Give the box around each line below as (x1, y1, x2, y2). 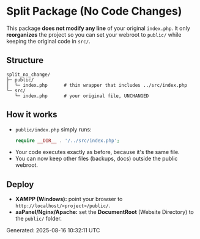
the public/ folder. (15, 215, 62, 222)
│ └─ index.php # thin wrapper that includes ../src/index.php (6, 82, 188, 88)
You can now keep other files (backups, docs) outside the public (15, 155, 178, 163)
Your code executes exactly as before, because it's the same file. (15, 149, 180, 156)
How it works (6, 109, 57, 120)
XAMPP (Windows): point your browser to (15, 196, 123, 203)
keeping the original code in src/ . (6, 37, 91, 45)
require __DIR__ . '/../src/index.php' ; (15, 138, 120, 144)
